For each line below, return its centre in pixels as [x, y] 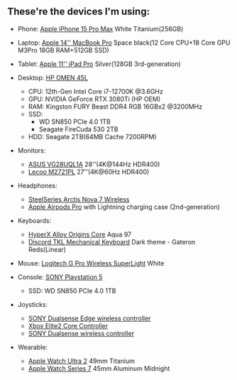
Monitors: [32, 150]
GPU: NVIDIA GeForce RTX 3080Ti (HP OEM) [94, 99]
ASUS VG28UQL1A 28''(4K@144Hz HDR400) [94, 164]
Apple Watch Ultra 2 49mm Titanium [81, 361]
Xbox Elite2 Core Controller [68, 325]
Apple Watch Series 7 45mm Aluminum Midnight [99, 368]
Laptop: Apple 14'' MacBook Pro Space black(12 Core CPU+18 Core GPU [124, 43]
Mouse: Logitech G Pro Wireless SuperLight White [91, 263]
